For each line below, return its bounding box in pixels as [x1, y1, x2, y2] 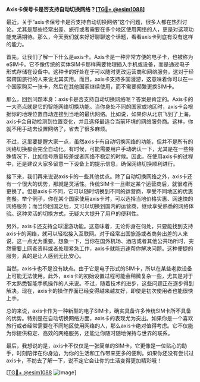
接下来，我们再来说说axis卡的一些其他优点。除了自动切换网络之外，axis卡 [6, 173, 187, 180]
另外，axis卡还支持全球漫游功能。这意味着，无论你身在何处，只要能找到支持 [6, 223, 193, 229]
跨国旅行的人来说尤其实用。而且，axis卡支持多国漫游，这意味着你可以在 [11, 75, 189, 83]
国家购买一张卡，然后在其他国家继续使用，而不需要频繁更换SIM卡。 [11, 83, 177, 90]
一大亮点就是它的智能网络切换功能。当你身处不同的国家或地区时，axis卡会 [6, 103, 189, 110]
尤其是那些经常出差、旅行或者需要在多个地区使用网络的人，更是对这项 [16, 26, 189, 33]
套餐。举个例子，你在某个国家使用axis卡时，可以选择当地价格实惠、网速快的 [6, 195, 193, 202]
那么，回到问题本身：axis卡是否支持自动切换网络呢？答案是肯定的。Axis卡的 [6, 96, 193, 103]
